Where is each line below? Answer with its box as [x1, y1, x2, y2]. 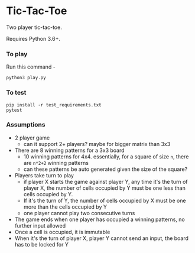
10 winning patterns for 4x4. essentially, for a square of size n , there [23, 153, 189, 160]
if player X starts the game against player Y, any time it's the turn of [23, 178, 188, 185]
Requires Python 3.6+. [6, 35, 61, 42]
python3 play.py [6, 75, 46, 81]
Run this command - [6, 63, 56, 70]
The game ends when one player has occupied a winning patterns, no [14, 216, 185, 223]
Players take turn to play [14, 171, 74, 179]
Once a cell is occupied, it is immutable [14, 228, 110, 235]
